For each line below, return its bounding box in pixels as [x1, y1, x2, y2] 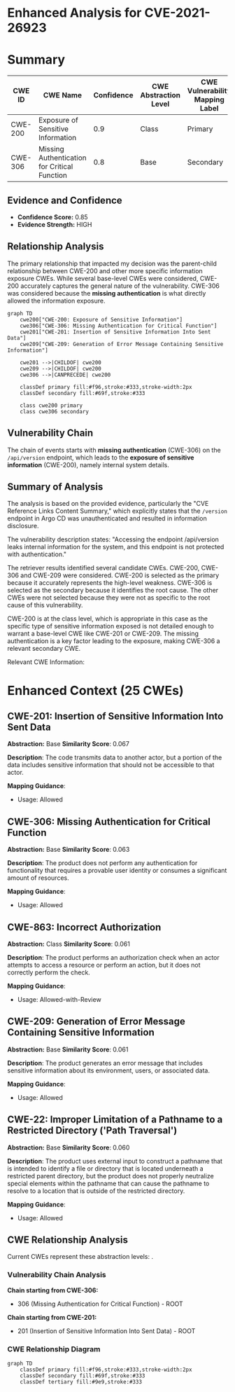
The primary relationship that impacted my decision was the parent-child [7, 259, 217, 268]
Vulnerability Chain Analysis [7, 1270, 106, 1280]
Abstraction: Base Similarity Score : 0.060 [7, 1143, 130, 1152]
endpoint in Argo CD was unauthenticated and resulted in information [7, 514, 208, 523]
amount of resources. [7, 874, 69, 882]
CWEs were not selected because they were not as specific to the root [7, 593, 211, 602]
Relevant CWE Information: [7, 658, 85, 666]
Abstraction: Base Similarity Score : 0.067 [7, 740, 129, 748]
